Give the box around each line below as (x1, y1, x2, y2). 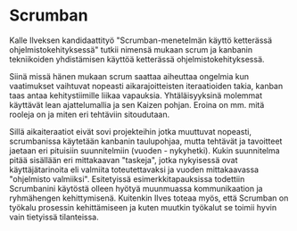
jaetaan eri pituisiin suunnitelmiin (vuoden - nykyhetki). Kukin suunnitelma (9, 144, 280, 156)
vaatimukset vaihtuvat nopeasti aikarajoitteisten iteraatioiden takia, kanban (9, 80, 284, 91)
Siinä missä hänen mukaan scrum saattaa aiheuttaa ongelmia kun (9, 70, 250, 81)
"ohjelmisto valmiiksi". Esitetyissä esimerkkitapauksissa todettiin (9, 173, 245, 184)
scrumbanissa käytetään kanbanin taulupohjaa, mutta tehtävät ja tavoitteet (9, 136, 283, 146)
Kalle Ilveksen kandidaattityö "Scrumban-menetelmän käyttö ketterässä (9, 35, 273, 45)
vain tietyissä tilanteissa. (9, 211, 100, 222)
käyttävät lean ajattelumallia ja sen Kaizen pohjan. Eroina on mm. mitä (9, 99, 265, 110)
